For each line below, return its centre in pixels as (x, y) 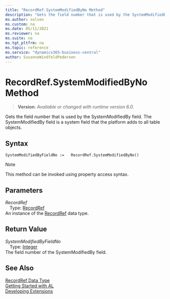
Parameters (24, 190)
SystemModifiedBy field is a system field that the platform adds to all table (83, 122)
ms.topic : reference (27, 48)
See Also (19, 268)
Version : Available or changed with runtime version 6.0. (76, 107)
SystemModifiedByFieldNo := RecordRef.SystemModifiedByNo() (72, 155)
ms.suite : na (19, 39)
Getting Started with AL (30, 286)
